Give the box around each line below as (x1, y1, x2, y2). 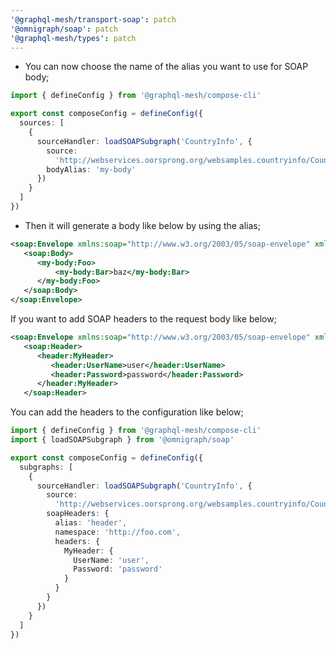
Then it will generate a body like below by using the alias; (24, 219, 261, 231)
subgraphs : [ (19, 462, 74, 472)
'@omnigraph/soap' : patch (10, 24, 118, 34)
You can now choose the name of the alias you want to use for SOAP (24, 61, 309, 73)
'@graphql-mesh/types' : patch (10, 33, 137, 43)
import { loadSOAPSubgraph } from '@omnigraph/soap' (10, 435, 235, 445)
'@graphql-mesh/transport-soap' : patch (10, 14, 177, 25)
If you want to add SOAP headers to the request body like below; (10, 313, 277, 325)
